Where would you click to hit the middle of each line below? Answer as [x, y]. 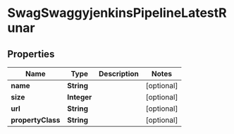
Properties [31, 54]
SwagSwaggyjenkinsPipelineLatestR [117, 13]
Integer [79, 97]
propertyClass [36, 120]
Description [118, 74]
